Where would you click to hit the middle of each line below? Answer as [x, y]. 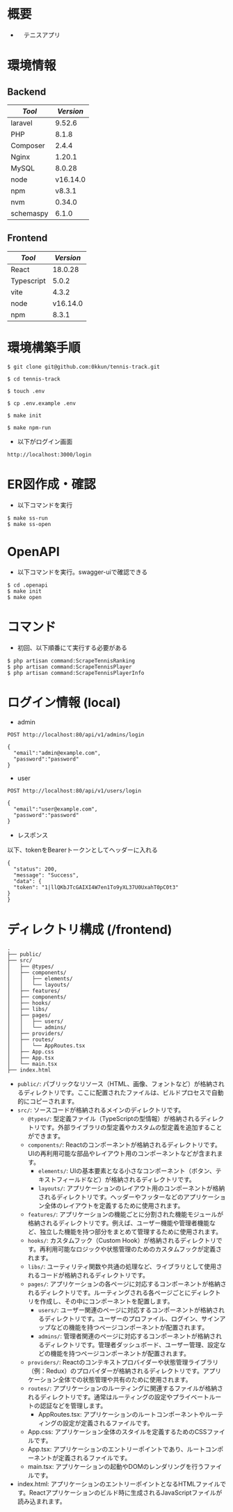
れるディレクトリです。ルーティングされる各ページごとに [109, 1293]
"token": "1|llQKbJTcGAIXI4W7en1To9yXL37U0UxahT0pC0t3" [96, 888]
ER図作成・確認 [51, 484]
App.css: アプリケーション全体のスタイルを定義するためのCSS [117, 1432]
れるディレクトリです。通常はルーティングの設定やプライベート [119, 1397]
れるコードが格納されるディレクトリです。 [88, 1275]
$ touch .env [26, 391]
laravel [22, 122]
